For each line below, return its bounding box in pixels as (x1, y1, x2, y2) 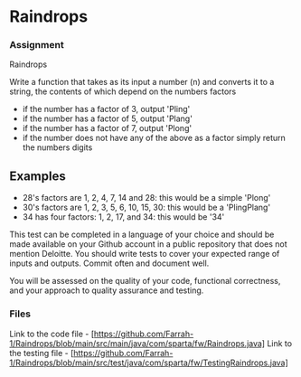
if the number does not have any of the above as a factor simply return (22, 133, 287, 144)
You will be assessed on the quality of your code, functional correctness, (9, 276, 281, 287)
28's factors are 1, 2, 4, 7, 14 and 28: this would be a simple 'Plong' (22, 193, 271, 203)
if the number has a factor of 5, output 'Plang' (22, 113, 193, 124)
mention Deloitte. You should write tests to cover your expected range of (9, 249, 280, 259)
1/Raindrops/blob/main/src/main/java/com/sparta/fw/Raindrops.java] (9, 337, 265, 349)
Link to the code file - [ (9, 328, 95, 339)
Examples (9, 168, 66, 184)
